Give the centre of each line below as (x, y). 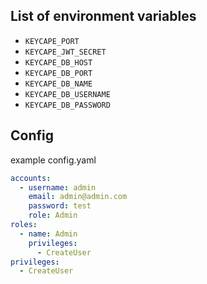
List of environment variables (103, 16)
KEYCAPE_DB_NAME (58, 84)
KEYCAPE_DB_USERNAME (67, 94)
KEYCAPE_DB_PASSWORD (67, 105)
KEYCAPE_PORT (52, 41)
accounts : (31, 178)
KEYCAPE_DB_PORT (58, 73)
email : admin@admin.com (78, 197)
